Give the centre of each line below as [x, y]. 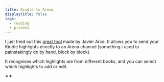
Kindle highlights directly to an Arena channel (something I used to [72, 47]
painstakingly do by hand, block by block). [48, 52]
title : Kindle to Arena [29, 10]
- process [19, 28]
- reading [19, 23]
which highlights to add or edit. [36, 67]
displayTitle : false [26, 14]
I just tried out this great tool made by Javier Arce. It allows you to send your [82, 41]
